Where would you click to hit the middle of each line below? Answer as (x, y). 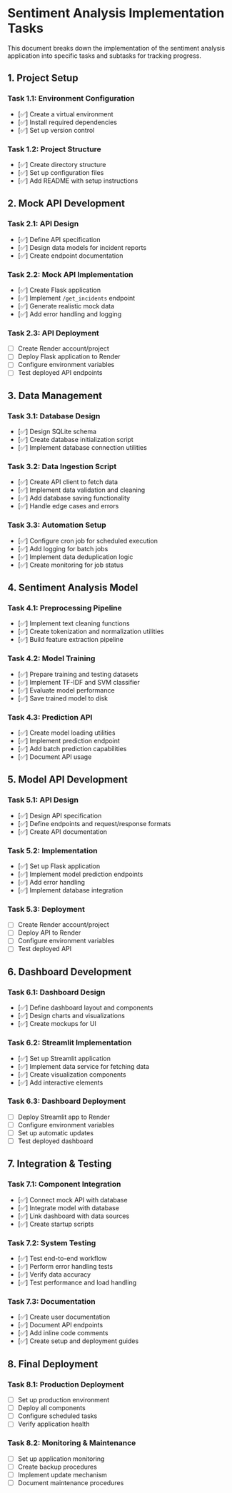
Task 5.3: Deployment (46, 909)
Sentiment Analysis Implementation (116, 13)
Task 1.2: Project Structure (54, 149)
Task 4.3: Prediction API (50, 717)
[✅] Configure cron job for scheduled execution (88, 541)
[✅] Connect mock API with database (72, 1200)
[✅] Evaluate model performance (66, 690)
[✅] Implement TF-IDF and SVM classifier (79, 682)
